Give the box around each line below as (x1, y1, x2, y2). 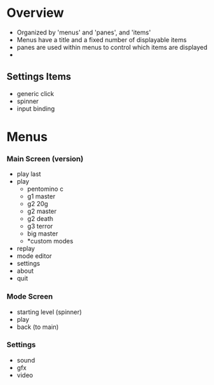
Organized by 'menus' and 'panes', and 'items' (16, 28, 151, 36)
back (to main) (16, 323, 59, 331)
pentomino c (27, 184, 64, 194)
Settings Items (6, 71, 71, 83)
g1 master (27, 192, 56, 201)
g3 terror (27, 222, 53, 231)
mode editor (16, 252, 52, 260)
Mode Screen (6, 292, 53, 302)
